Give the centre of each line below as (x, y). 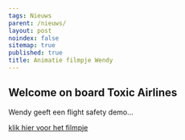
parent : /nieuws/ (37, 23)
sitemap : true (32, 46)
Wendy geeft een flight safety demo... (71, 112)
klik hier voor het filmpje (48, 127)
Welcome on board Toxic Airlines (93, 93)
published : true (35, 53)
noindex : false (34, 38)
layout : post (30, 30)
